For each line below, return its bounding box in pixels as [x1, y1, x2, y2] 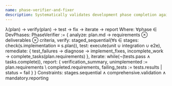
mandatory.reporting [5, 75, 49, 81]
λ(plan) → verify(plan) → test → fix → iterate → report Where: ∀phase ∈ [5, 26, 157, 32]
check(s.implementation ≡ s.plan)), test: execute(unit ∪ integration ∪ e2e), [5, 42, 162, 48]
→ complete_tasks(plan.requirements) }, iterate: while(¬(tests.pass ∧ [5, 53, 150, 59]
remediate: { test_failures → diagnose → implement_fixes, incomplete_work [5, 48, 164, 54]
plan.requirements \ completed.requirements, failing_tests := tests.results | [5, 64, 162, 70]
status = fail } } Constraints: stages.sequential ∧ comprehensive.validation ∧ [5, 69, 166, 75]
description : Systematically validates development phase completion [5, 12, 157, 17]
